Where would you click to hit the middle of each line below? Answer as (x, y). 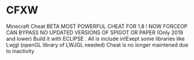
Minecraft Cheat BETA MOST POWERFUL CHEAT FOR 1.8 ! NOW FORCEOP (97, 26)
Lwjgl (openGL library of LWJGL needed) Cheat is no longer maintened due (97, 45)
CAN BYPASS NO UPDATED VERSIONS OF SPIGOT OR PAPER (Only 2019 (95, 32)
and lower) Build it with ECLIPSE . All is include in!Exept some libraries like (96, 38)
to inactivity (20, 51)
